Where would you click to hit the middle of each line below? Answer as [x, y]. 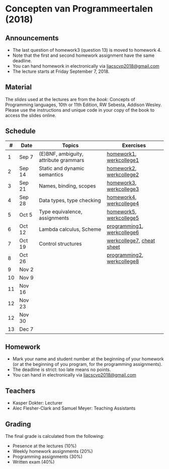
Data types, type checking [70, 200]
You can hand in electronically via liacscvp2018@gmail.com [74, 375]
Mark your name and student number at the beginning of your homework [88, 359]
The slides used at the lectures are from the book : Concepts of [70, 99]
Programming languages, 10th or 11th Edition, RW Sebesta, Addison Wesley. [83, 105]
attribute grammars [62, 160]
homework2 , [121, 168]
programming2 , [125, 255]
